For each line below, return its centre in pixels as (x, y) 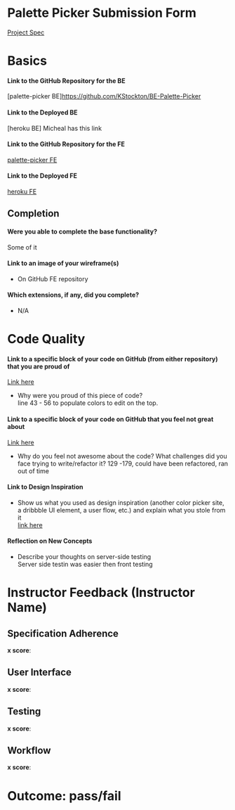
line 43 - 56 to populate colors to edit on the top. (88, 403)
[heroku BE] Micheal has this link (55, 128)
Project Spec (26, 32)
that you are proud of (39, 366)
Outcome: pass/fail (64, 796)
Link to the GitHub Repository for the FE (66, 144)
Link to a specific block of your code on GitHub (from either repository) (113, 359)
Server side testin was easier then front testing (85, 564)
